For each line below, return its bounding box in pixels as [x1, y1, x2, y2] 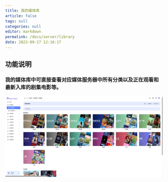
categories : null [5, 24, 41, 29]
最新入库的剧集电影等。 [5, 84, 61, 91]
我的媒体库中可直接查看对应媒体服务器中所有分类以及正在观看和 [5, 76, 159, 83]
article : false [5, 13, 37, 18]
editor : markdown [5, 29, 41, 34]
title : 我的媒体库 [5, 8, 40, 13]
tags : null [5, 18, 28, 23]
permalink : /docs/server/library [5, 34, 75, 39]
